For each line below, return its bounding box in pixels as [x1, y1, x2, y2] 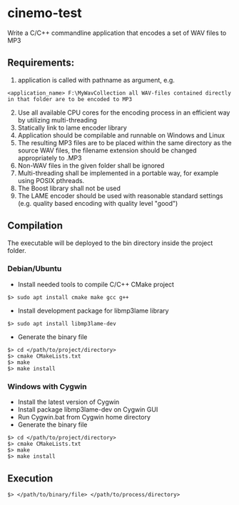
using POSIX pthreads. [17, 176, 85, 184]
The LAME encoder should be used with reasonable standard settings [17, 191, 223, 200]
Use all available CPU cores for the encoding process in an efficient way [17, 108, 230, 117]
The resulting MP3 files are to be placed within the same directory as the [17, 138, 232, 147]
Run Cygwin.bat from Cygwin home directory [17, 413, 151, 422]
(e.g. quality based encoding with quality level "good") [17, 199, 178, 207]
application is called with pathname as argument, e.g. [17, 76, 175, 84]
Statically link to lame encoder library [17, 123, 127, 132]
